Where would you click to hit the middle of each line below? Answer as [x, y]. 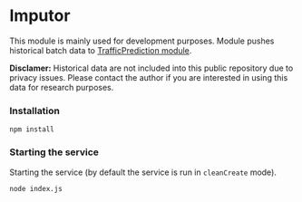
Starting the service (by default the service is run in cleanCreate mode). [143, 172]
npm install [32, 130]
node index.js [36, 188]
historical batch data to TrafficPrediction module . [101, 50]
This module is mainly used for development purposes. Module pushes [142, 41]
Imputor [40, 16]
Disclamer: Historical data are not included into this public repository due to [151, 68]
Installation [35, 111]
